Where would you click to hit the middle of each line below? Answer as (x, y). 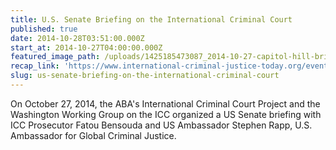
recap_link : (35, 66)
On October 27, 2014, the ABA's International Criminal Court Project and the (165, 103)
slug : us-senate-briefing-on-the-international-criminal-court (145, 76)
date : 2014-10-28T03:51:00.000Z (77, 38)
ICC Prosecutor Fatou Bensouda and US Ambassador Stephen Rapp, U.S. (161, 125)
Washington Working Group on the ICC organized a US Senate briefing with (166, 114)
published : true (44, 29)
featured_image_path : (55, 57)
